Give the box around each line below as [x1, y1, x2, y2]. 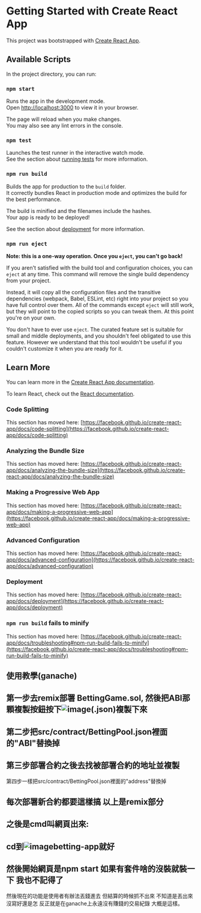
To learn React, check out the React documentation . [6, 390, 135, 397]
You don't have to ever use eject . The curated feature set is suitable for [6, 326, 184, 333]
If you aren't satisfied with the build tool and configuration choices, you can [6, 264, 193, 271]
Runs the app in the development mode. [6, 97, 105, 105]
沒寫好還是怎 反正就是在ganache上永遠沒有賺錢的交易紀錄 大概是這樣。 [6, 900, 183, 907]
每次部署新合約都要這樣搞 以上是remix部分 [6, 796, 164, 807]
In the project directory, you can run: [6, 70, 97, 78]
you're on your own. [6, 314, 56, 321]
